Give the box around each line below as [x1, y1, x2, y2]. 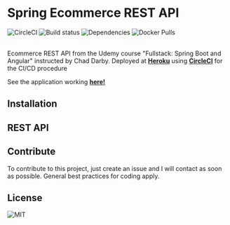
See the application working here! [7, 77, 106, 86]
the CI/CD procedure [7, 64, 68, 72]
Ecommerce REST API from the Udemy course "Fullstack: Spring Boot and [7, 49, 222, 57]
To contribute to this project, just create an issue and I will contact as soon [7, 164, 222, 172]
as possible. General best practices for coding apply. [7, 172, 160, 180]
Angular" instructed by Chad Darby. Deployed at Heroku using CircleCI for [7, 56, 223, 64]
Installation [7, 98, 57, 110]
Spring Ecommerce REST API [7, 5, 180, 21]
